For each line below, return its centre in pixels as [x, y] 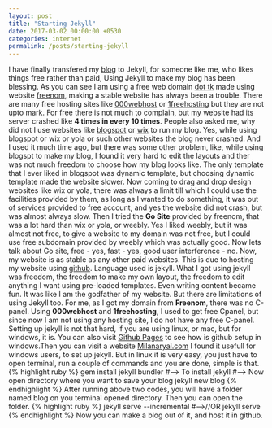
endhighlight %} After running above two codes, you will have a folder [125, 389]
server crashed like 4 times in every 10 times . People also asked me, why [132, 121]
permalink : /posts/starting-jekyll [69, 46]
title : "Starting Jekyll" [52, 24]
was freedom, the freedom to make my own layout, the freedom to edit [127, 277]
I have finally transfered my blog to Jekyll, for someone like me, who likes [131, 69]
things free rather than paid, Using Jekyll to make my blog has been [122, 78]
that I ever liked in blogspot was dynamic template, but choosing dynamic [132, 173]
